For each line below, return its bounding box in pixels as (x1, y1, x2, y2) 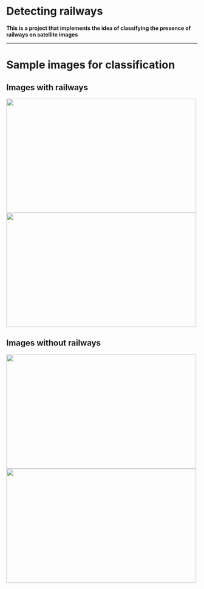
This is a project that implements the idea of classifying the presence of (6, 24, 191, 32)
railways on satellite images (6, 30, 78, 38)
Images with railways (6, 82, 88, 93)
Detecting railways (6, 4, 103, 18)
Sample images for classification (6, 58, 175, 72)
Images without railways (6, 338, 101, 348)
